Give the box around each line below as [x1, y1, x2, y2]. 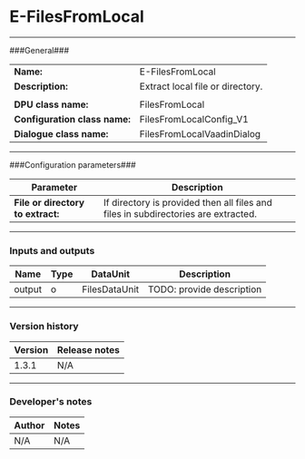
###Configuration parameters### [9, 159, 136, 170]
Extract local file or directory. [139, 80, 263, 93]
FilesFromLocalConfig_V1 [139, 112, 250, 125]
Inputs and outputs [9, 244, 95, 257]
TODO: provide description [147, 283, 262, 296]
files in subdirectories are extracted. [103, 207, 257, 220]
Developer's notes [9, 396, 93, 408]
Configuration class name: [14, 112, 132, 125]
